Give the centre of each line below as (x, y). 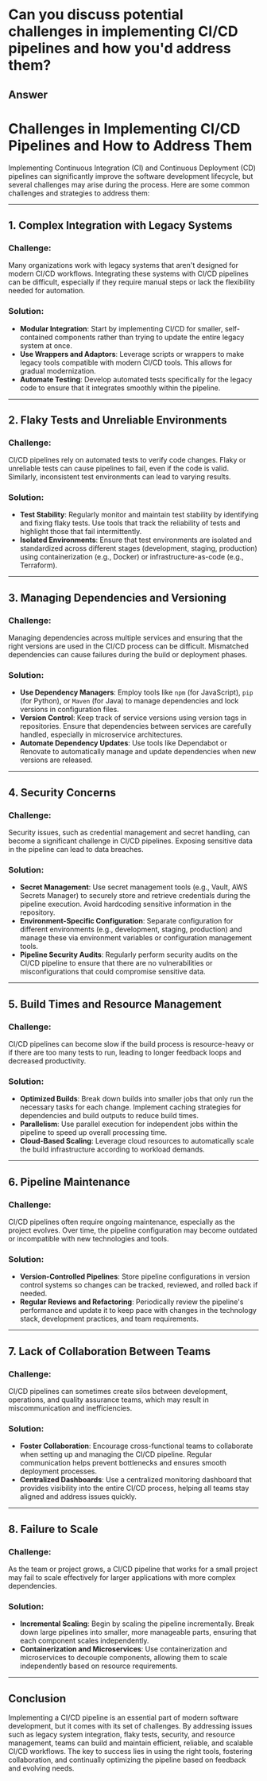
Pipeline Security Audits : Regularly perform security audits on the (129, 954)
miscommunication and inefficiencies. (70, 1408)
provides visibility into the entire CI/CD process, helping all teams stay (134, 1489)
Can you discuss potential (96, 15)
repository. (37, 912)
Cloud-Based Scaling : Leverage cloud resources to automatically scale (137, 1141)
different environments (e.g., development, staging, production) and (131, 929)
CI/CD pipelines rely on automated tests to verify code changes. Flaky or (127, 460)
